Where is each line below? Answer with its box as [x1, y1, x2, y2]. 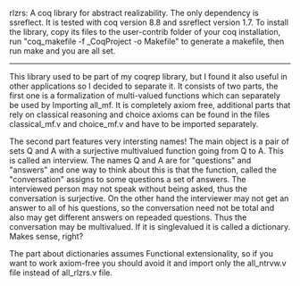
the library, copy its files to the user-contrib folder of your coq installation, [9, 27, 281, 37]
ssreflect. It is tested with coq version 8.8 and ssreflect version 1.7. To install [9, 17, 288, 28]
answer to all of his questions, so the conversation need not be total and [9, 203, 275, 213]
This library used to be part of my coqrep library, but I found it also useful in [9, 71, 287, 81]
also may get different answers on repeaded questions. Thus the [9, 212, 247, 223]
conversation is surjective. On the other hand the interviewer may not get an [9, 193, 289, 204]
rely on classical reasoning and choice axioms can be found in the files [9, 109, 271, 120]
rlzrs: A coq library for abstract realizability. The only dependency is [9, 8, 259, 18]
